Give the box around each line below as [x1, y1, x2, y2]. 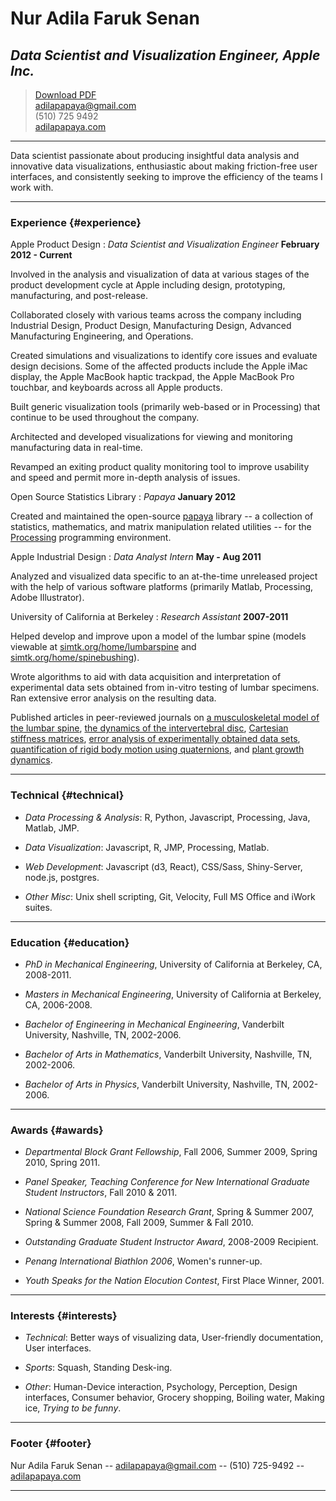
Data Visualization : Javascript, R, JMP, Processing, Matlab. [24, 841, 270, 853]
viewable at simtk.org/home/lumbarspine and [10, 641, 197, 653]
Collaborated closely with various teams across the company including [10, 309, 302, 321]
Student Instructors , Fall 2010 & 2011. [24, 1187, 178, 1199]
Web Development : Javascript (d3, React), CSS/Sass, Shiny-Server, [24, 860, 303, 872]
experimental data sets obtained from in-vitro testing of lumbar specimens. [10, 682, 320, 694]
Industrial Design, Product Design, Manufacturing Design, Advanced [10, 320, 292, 332]
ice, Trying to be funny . [24, 1402, 122, 1414]
